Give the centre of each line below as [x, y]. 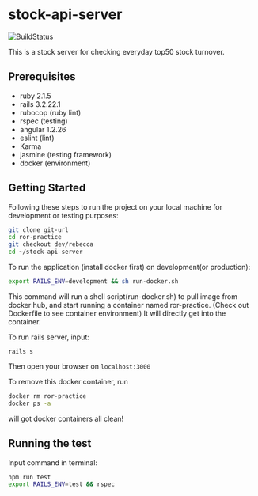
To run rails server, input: [49, 337]
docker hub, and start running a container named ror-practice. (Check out [129, 305]
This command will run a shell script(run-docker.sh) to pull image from [123, 296]
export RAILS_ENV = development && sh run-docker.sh [93, 282]
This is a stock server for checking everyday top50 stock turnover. [117, 51]
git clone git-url [38, 230]
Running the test [50, 443]
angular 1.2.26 [43, 129]
